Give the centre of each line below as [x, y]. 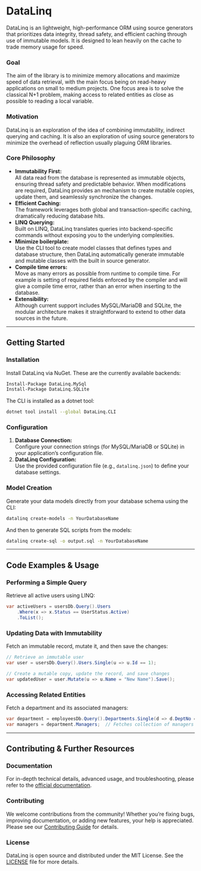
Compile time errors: [41, 267]
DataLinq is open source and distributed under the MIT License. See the [95, 855]
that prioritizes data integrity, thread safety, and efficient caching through [97, 34]
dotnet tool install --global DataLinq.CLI [61, 412]
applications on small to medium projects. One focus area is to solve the [95, 88]
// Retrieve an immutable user [45, 657]
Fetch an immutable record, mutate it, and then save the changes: [87, 646]
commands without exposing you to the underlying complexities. [95, 235]
